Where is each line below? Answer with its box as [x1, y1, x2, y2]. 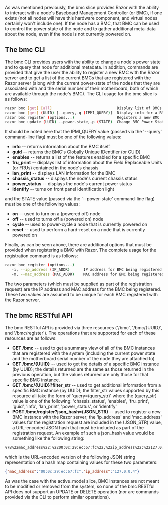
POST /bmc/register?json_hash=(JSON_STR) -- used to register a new [12, 408, 161, 415]
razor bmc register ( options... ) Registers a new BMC [5, 115, 160, 120]
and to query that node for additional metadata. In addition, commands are [5, 64, 158, 70]
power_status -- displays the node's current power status [12, 181, 132, 187]
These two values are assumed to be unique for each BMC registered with [5, 291, 158, 297]
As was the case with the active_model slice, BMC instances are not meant [5, 478, 159, 484]
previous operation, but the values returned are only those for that [12, 371, 149, 377]
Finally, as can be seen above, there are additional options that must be [5, 242, 152, 248]
